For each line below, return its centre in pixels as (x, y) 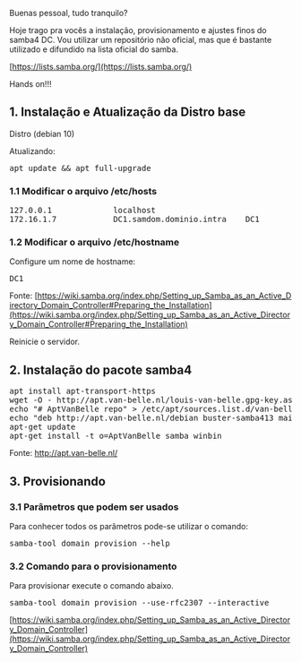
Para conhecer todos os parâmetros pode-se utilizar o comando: (129, 526)
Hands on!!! (30, 84)
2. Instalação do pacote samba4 (101, 370)
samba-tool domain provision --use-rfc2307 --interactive (139, 603)
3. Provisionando (57, 481)
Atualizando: (32, 150)
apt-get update (43, 427)
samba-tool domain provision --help (90, 543)
